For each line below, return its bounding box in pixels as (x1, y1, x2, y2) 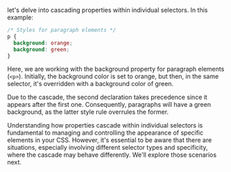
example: (7, 13, 33, 21)
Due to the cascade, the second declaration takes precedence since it (7, 93, 208, 101)
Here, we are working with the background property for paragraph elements (7, 65, 225, 74)
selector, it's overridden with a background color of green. (7, 80, 174, 88)
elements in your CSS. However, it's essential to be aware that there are (7, 136, 212, 144)
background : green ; (13, 46, 70, 53)
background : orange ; (13, 40, 73, 46)
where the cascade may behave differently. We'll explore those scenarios (7, 150, 217, 159)
